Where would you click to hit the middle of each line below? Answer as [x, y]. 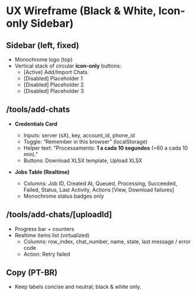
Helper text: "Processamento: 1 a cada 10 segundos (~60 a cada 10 [105, 148]
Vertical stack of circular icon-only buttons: [68, 66]
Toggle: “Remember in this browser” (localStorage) [85, 141]
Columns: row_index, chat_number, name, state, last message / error [107, 242]
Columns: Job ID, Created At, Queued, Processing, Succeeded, [100, 183]
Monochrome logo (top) [43, 59]
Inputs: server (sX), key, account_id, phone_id [79, 135]
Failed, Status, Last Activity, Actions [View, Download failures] [99, 189]
